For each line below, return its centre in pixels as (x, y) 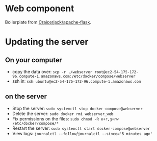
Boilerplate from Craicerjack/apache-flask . (48, 22)
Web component (40, 9)
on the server (26, 97)
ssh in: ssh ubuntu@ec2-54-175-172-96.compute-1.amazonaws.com (77, 81)
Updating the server (47, 42)
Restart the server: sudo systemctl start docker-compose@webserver (81, 128)
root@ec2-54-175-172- (117, 72)
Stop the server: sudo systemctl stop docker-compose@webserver (78, 108)
